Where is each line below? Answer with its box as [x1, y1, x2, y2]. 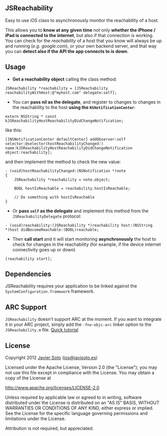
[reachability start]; [5, 256, 52, 261]
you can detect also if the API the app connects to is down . [5, 48, 129, 54]
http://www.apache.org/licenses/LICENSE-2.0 [5, 385, 100, 391]
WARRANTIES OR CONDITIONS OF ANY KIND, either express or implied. [5, 405, 154, 411]
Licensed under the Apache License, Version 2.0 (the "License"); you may [5, 364, 158, 370]
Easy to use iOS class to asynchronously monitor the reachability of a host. [5, 17, 159, 23]
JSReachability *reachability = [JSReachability [5, 86, 108, 91]
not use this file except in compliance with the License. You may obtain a [5, 370, 155, 376]
